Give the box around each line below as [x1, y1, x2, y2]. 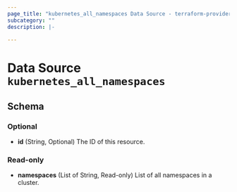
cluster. [17, 179, 39, 187]
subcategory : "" [7, 17, 55, 24]
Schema [7, 100, 44, 113]
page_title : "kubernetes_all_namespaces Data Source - [7, 10, 172, 18]
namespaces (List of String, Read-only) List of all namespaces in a [17, 171, 212, 179]
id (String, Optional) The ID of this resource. [17, 138, 145, 146]
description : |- [7, 23, 55, 30]
